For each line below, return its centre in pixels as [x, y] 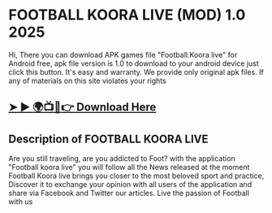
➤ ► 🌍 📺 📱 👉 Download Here [82, 107]
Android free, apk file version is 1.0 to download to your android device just [134, 63]
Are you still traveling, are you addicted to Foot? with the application [122, 159]
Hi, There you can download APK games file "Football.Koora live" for [123, 54]
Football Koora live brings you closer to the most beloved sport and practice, [136, 176]
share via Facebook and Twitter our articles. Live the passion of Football [129, 193]
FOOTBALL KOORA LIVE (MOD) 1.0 [127, 15]
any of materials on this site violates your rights [87, 80]
